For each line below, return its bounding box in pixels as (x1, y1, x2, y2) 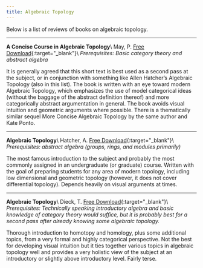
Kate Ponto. (6, 119, 36, 126)
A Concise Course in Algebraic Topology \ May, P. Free (6, 43, 144, 50)
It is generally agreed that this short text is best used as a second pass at (6, 67, 188, 75)
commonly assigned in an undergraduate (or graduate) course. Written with (6, 161, 195, 169)
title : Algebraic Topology (6, 8, 74, 15)
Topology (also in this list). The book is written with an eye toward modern (6, 80, 191, 88)
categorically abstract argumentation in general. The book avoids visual (6, 99, 185, 107)
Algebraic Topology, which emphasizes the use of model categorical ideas (6, 87, 192, 94)
